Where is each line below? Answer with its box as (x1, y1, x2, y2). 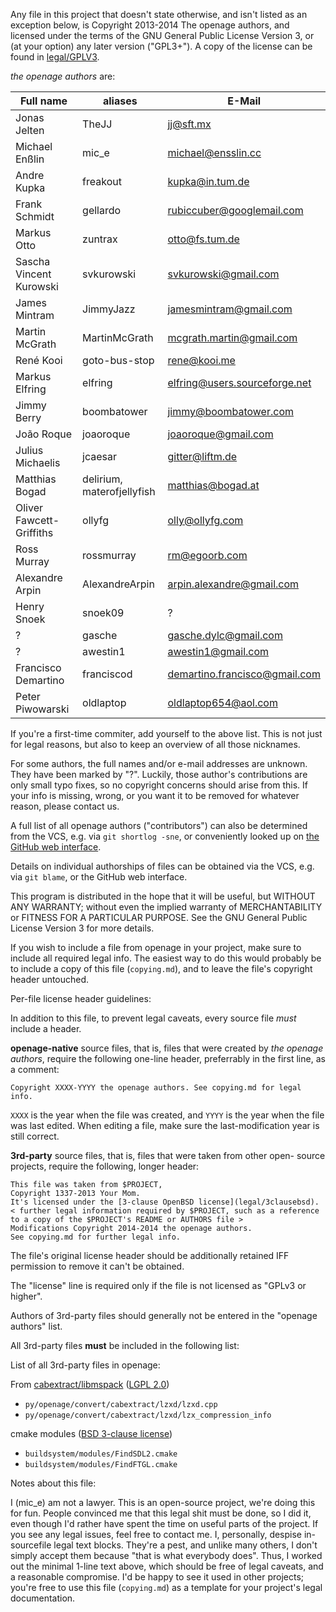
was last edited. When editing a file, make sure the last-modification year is (10, 1120, 320, 1131)
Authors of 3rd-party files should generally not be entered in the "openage (10, 1310, 318, 1321)
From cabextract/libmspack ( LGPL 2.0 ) (10, 1379, 170, 1390)
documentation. (10, 1592, 76, 1604)
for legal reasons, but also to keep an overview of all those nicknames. (10, 739, 301, 750)
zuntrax (82, 232, 118, 246)
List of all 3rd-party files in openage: (10, 1359, 161, 1371)
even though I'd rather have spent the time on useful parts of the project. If (10, 1518, 319, 1529)
